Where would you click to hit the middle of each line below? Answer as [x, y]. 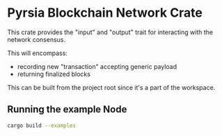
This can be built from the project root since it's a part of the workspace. [111, 87]
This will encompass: [38, 53]
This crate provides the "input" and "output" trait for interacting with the [110, 32]
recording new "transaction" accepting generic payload [97, 66]
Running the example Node [67, 109]
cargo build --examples [42, 126]
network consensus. [37, 39]
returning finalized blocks [54, 74]
